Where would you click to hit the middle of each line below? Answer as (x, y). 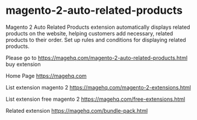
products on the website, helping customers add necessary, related (89, 33)
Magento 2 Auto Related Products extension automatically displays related (98, 27)
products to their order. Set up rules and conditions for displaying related (96, 40)
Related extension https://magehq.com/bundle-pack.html (77, 110)
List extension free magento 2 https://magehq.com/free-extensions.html (95, 99)
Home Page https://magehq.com (46, 76)
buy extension (23, 64)
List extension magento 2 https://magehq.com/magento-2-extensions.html (98, 87)
